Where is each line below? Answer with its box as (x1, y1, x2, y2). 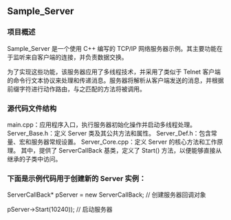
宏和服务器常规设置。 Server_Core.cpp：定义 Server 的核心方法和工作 (19, 137, 217, 146)
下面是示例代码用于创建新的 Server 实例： (7, 173, 146, 183)
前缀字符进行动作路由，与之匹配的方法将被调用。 (7, 85, 146, 93)
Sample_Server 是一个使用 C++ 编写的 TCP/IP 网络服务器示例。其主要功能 (7, 44, 217, 52)
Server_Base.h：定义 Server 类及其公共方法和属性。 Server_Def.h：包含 (7, 129, 212, 137)
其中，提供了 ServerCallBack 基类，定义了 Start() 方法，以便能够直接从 (20, 146, 222, 154)
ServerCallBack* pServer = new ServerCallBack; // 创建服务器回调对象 (7, 190, 206, 199)
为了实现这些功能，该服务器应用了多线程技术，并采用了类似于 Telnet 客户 (7, 67, 215, 76)
